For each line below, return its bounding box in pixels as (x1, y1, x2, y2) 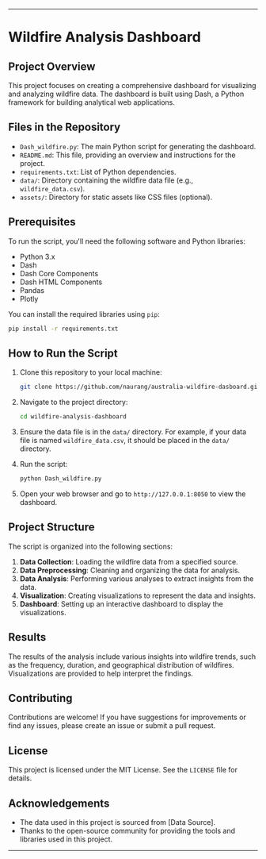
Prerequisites (8, 215, 76, 229)
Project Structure (8, 521, 95, 534)
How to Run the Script (8, 346, 119, 360)
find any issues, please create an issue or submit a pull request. (8, 721, 216, 730)
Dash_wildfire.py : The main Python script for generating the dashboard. (19, 141, 256, 151)
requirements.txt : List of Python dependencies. (19, 167, 177, 176)
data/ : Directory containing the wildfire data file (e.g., (19, 175, 194, 185)
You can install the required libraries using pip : (8, 309, 160, 318)
